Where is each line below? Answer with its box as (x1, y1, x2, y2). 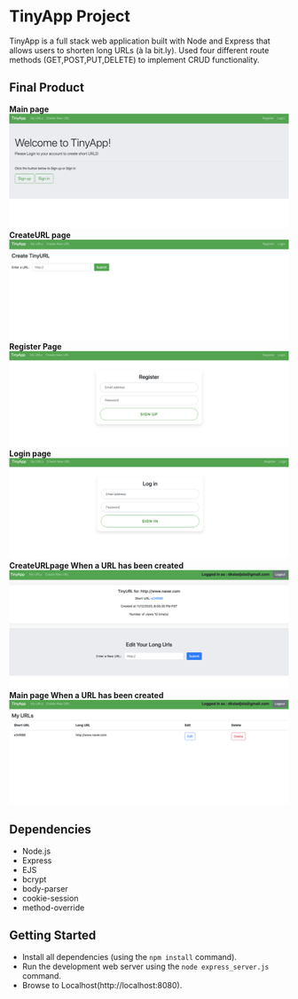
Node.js (21, 846, 51, 856)
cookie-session (21, 893, 79, 903)
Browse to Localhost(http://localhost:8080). (21, 979, 183, 990)
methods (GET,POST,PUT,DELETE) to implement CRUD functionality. (9, 54, 260, 65)
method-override (21, 902, 85, 913)
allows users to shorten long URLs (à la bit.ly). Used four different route (9, 44, 270, 55)
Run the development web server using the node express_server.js (21, 961, 270, 971)
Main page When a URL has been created (9, 690, 164, 701)
